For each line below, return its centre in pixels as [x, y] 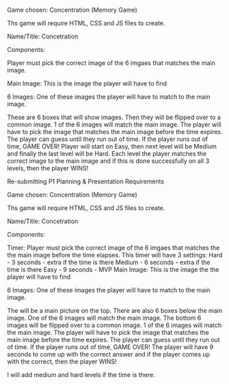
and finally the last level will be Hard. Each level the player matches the [107, 154]
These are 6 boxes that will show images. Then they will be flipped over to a [114, 117]
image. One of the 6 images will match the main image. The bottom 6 [104, 318]
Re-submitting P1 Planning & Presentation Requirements [86, 181]
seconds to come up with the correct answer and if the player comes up [109, 354]
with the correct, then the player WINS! [62, 361]
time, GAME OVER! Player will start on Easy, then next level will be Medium [112, 146]
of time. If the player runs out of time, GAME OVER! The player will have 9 [110, 347]
